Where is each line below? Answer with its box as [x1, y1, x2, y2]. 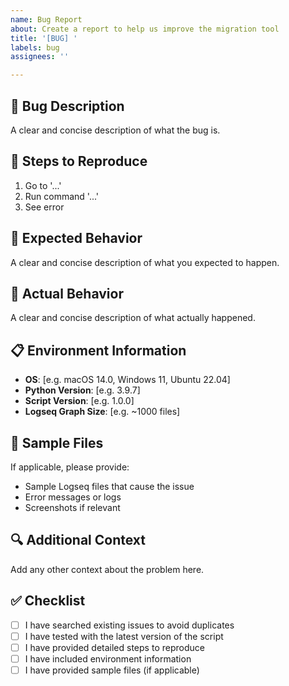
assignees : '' [10, 52, 70, 62]
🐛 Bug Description [10, 97, 125, 115]
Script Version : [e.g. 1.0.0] [24, 395, 135, 407]
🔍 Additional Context [10, 532, 147, 549]
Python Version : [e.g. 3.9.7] [24, 384, 141, 396]
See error [24, 201, 65, 213]
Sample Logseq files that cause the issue [24, 481, 195, 492]
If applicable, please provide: [10, 461, 130, 473]
